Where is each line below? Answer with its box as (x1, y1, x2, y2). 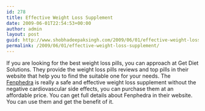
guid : (6, 37, 20, 43)
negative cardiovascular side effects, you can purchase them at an (6, 85, 174, 92)
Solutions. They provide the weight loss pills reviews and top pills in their (6, 66, 189, 73)
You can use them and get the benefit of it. (6, 98, 114, 105)
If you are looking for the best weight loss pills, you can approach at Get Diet (6, 59, 199, 67)
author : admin (6, 25, 43, 32)
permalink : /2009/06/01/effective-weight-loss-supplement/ (6, 43, 160, 49)
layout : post (6, 32, 40, 38)
